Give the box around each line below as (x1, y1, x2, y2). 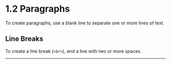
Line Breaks (5, 35, 43, 43)
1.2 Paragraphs (5, 3, 70, 15)
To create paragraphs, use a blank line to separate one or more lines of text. (5, 20, 164, 26)
